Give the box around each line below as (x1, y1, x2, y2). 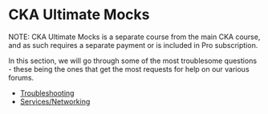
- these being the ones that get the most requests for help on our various (8, 64, 250, 73)
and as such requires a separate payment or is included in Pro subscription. (8, 40, 258, 49)
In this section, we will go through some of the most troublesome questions (8, 56, 258, 65)
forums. (8, 73, 35, 82)
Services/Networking (19, 96, 91, 106)
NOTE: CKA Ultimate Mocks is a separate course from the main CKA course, (8, 32, 261, 41)
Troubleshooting (19, 88, 75, 97)
